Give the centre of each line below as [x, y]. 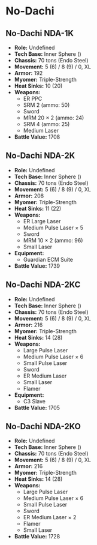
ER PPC [33, 98]
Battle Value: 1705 [37, 408]
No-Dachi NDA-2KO [43, 426]
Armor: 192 [28, 73]
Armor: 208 [29, 196]
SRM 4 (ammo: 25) [46, 124]
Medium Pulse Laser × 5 [53, 227]
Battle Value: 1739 [37, 266]
